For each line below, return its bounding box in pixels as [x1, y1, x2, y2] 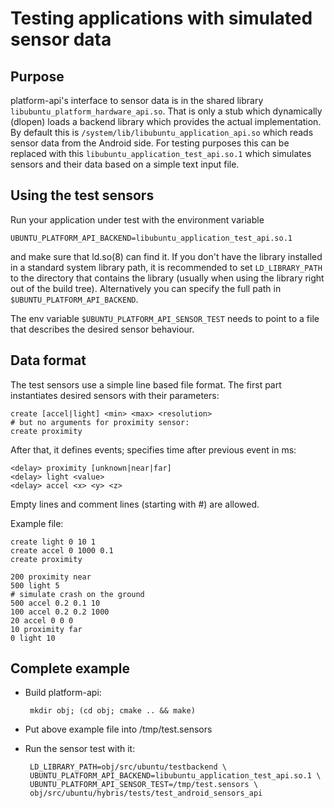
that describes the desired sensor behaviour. [10, 323, 195, 335]
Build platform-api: [24, 687, 102, 699]
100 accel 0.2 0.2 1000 [10, 607, 110, 617]
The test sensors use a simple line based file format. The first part [10, 378, 282, 391]
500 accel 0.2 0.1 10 [10, 598, 101, 608]
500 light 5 [10, 580, 60, 591]
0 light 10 [10, 633, 56, 643]
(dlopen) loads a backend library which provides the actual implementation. [10, 116, 322, 127]
